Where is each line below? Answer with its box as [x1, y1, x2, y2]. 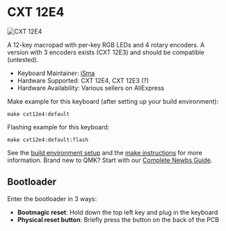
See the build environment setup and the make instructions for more [7, 148, 203, 157]
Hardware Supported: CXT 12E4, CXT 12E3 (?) [17, 76, 150, 84]
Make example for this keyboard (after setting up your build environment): [7, 97, 219, 105]
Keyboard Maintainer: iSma [17, 69, 95, 77]
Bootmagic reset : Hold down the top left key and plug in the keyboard [17, 208, 218, 216]
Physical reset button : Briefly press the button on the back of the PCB [17, 215, 220, 223]
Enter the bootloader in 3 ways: [7, 194, 97, 202]
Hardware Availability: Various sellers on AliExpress [17, 83, 165, 92]
